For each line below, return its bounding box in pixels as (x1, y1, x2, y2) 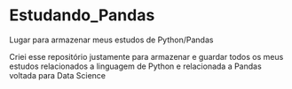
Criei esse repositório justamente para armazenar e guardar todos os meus (9, 51, 284, 62)
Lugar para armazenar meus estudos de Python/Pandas (9, 34, 214, 45)
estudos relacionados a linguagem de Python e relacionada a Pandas (9, 61, 262, 71)
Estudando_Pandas (9, 5, 155, 26)
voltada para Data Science (9, 70, 107, 80)
